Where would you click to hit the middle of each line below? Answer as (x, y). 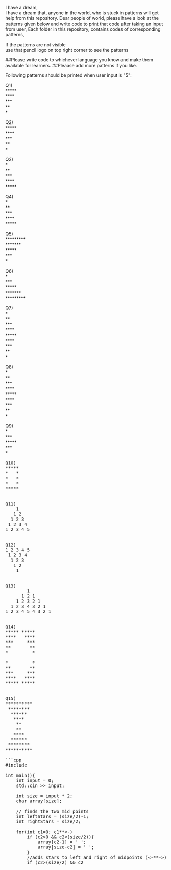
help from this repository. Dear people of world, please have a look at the (82, 18)
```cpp (14, 760)
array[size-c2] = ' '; (66, 847)
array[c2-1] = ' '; (62, 842)
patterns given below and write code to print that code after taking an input (84, 24)
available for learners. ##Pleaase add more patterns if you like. (71, 65)
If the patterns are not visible (36, 45)
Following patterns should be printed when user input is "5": (68, 75)
